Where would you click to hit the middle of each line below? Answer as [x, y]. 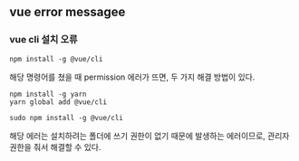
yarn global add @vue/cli [58, 102]
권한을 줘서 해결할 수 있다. [55, 147]
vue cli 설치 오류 [44, 40]
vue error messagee [68, 12]
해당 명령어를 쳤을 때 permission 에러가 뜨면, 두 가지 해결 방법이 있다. [132, 77]
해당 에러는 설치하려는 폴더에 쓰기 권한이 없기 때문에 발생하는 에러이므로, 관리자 [149, 136]
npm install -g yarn [48, 94]
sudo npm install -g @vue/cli [67, 118]
